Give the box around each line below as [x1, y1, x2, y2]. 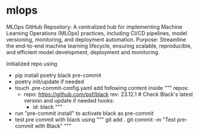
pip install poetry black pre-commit [14, 71, 102, 79]
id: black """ [32, 103, 63, 110]
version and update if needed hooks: [23, 96, 115, 104]
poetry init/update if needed [14, 78, 84, 85]
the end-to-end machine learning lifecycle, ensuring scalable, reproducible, [6, 42, 192, 49]
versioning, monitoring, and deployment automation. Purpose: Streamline [6, 36, 186, 43]
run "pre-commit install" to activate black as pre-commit [14, 110, 154, 117]
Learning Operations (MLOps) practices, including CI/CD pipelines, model [6, 29, 188, 36]
